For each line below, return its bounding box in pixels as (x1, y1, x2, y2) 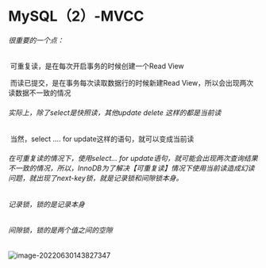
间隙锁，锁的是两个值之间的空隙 (8, 225, 113, 235)
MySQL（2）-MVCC (8, 7, 145, 25)
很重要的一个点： (8, 35, 64, 44)
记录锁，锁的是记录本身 (8, 199, 85, 209)
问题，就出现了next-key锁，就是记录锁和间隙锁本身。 (8, 174, 183, 183)
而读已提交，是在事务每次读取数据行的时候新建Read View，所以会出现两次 (10, 78, 254, 88)
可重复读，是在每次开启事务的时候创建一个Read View (10, 61, 184, 71)
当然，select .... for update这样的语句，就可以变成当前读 (10, 134, 195, 144)
